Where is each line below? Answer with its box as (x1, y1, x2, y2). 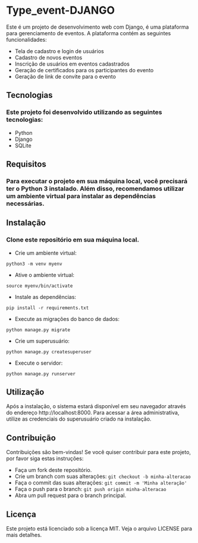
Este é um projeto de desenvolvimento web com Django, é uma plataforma (6, 23, 189, 30)
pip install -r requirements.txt (6, 305, 89, 311)
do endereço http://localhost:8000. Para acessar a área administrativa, (6, 409, 180, 416)
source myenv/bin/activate (6, 283, 73, 289)
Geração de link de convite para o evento (14, 73, 116, 80)
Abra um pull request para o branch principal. (14, 492, 127, 499)
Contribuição (6, 433, 56, 443)
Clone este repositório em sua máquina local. (6, 236, 140, 244)
